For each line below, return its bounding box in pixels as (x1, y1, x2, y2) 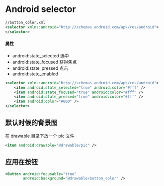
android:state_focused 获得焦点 (12, 59, 77, 65)
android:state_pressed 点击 (12, 65, 69, 71)
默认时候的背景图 (5, 119, 58, 127)
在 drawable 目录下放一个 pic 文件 (5, 133, 75, 139)
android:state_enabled (12, 71, 58, 77)
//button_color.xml (5, 20, 46, 25)
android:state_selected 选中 (12, 52, 70, 58)
